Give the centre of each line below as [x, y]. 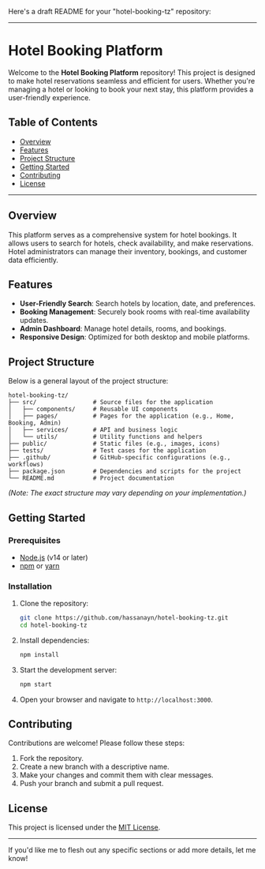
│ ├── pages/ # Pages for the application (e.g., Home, [121, 416]
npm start [36, 684]
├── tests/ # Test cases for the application [107, 451]
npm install [39, 654]
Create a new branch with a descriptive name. [94, 767]
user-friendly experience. [49, 97]
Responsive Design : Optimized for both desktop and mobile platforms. [134, 337]
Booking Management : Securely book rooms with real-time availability [134, 312]
